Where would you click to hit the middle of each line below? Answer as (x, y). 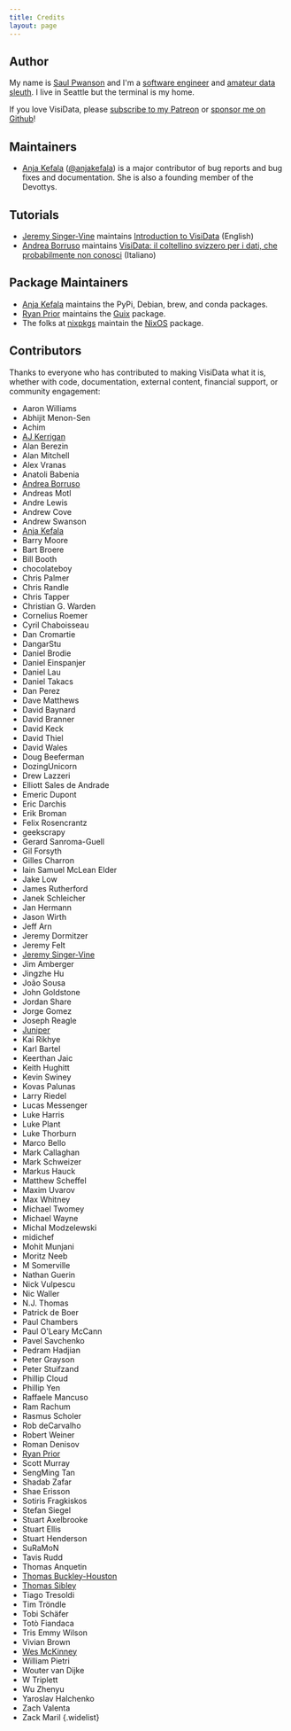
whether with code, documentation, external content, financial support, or (144, 381)
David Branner (48, 719)
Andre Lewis (45, 503)
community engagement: (55, 391)
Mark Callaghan (51, 1152)
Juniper (36, 1030)
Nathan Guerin (49, 1275)
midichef (38, 1236)
